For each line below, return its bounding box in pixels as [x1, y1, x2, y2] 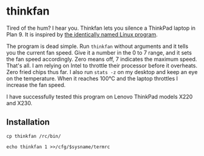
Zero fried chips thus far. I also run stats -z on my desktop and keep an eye [6, 68, 198, 75]
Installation [6, 117, 50, 127]
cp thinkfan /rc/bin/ [6, 133, 62, 139]
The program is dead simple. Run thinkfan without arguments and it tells [6, 42, 189, 50]
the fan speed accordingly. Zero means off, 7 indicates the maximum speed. [6, 55, 197, 63]
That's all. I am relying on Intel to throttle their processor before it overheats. [6, 62, 198, 69]
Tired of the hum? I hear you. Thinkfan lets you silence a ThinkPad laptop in [6, 24, 196, 32]
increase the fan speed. [6, 81, 66, 89]
